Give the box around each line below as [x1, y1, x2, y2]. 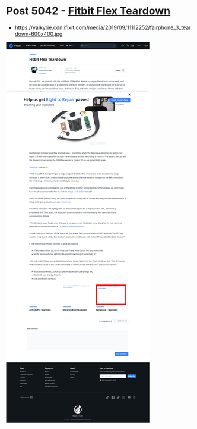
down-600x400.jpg [14, 30, 63, 37]
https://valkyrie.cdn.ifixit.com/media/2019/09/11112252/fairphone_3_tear [14, 24, 191, 31]
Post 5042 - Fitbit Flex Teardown [6, 4, 171, 18]
